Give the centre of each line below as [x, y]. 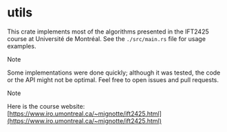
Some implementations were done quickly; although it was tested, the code [114, 72]
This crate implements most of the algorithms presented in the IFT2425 [108, 31]
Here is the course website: [46, 106]
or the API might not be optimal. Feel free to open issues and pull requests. [113, 79]
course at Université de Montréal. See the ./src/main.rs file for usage [107, 38]
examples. [22, 46]
